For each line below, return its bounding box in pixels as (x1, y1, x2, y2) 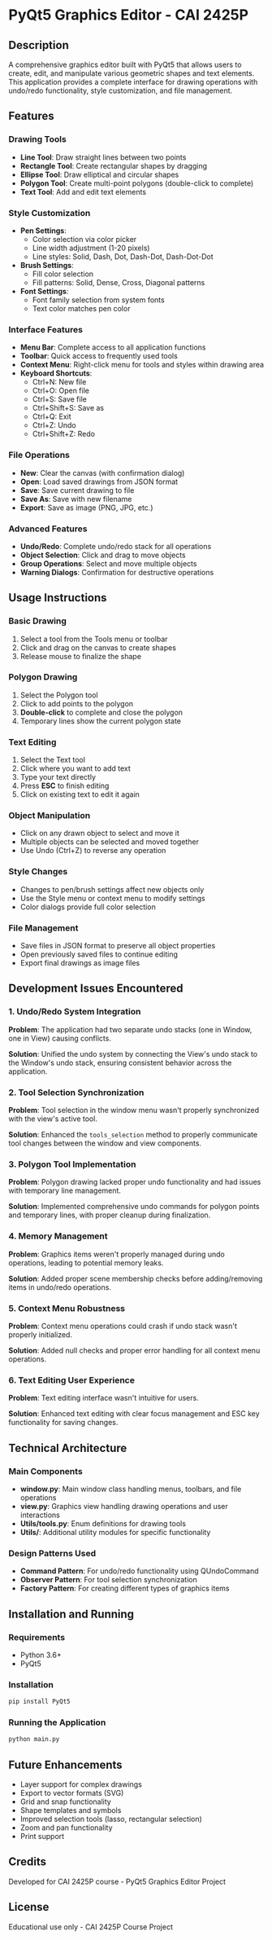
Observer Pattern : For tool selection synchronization (19, 1575, 197, 1585)
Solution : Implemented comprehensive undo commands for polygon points (8, 1202, 260, 1212)
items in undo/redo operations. (8, 1282, 112, 1292)
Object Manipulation (8, 810, 91, 821)
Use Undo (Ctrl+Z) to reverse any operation (19, 846, 166, 856)
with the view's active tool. (8, 1114, 97, 1124)
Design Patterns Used (8, 1547, 97, 1559)
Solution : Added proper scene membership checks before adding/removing (8, 1274, 263, 1283)
